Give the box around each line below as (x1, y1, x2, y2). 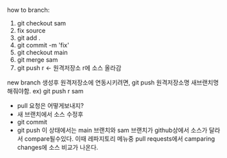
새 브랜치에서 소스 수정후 (16, 110, 84, 118)
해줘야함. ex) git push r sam (7, 87, 84, 95)
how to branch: (7, 6, 50, 14)
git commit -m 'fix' (16, 41, 70, 49)
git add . (16, 34, 41, 42)
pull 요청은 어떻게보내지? (16, 102, 84, 109)
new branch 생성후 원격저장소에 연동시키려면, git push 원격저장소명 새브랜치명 (7, 78, 219, 87)
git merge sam (16, 56, 58, 64)
